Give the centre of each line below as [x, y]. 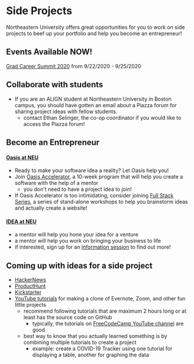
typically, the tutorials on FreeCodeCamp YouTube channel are [108, 324]
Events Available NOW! [49, 52]
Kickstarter [28, 292]
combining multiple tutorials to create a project [80, 342]
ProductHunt [30, 286]
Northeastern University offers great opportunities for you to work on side [96, 27]
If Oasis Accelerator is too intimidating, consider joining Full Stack [94, 196]
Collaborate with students [55, 85]
